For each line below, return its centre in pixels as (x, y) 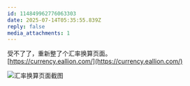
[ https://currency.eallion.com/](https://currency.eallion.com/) (95, 61)
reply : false (26, 26)
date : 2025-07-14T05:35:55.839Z (54, 20)
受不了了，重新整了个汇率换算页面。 (59, 53)
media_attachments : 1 (39, 33)
